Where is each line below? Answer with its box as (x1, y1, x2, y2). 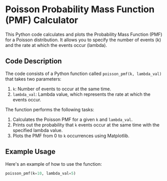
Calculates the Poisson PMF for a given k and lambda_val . (12, 116, 133, 122)
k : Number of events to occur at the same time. (12, 86, 112, 92)
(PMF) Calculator (5, 14, 79, 26)
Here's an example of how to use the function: (5, 161, 103, 167)
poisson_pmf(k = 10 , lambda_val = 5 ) (5, 171, 76, 176)
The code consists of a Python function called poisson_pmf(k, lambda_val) (5, 70, 162, 76)
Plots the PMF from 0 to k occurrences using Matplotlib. (12, 133, 129, 139)
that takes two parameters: (5, 75, 62, 82)
